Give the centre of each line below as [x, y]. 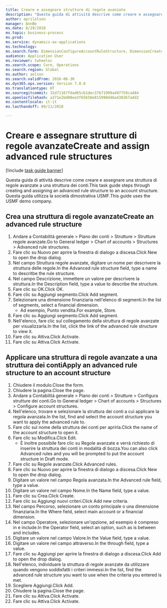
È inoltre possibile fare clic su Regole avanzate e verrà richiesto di [87, 443]
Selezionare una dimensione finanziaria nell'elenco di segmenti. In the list [87, 300]
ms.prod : [15, 38]
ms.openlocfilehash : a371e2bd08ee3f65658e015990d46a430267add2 [72, 97]
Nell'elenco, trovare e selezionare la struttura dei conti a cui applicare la [86, 411]
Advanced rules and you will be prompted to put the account [82, 453]
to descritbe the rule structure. [44, 273]
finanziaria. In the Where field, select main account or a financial [78, 511]
